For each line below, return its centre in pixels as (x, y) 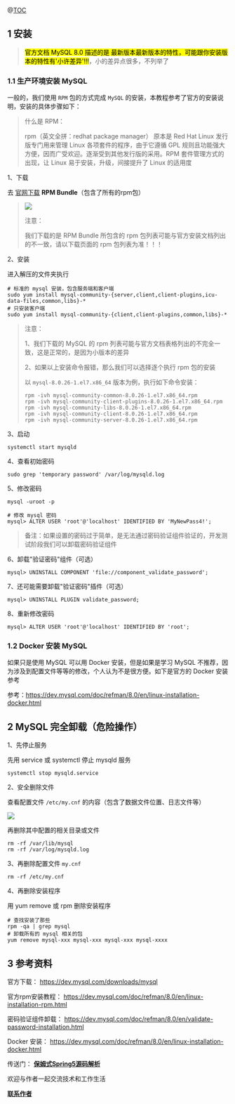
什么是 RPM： (45, 122)
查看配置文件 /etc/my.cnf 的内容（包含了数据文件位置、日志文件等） (106, 802)
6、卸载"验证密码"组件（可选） (52, 559)
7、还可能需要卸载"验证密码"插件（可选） (67, 587)
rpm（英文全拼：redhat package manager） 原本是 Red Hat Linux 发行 (126, 136)
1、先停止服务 (27, 745)
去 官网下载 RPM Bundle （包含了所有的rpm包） (76, 193)
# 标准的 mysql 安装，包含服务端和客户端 (61, 289)
